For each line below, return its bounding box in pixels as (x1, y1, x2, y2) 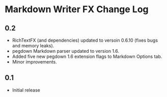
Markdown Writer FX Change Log (5, 4, 149, 15)
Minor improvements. (12, 59, 57, 64)
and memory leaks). (12, 43, 54, 49)
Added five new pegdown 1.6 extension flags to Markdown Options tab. (12, 53, 162, 59)
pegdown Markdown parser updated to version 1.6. (12, 48, 120, 54)
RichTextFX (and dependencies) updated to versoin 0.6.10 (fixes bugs (12, 37, 158, 43)
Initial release (12, 87, 40, 93)
